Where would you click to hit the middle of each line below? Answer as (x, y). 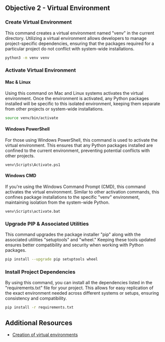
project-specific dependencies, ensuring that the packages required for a (80, 43)
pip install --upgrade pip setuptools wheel (51, 259)
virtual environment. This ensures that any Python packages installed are (79, 145)
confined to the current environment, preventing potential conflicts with (78, 151)
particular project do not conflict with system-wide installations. (70, 48)
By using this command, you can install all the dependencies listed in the (79, 283)
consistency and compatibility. (36, 299)
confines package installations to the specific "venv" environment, (72, 197)
